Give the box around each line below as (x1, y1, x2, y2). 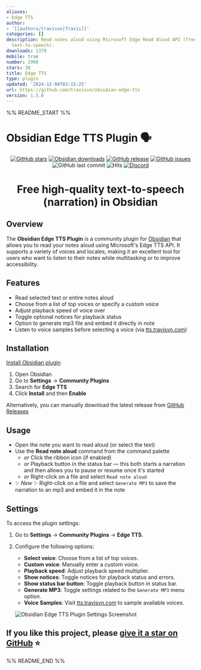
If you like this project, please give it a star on (6, 628, 178, 638)
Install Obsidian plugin (6, 359, 61, 366)
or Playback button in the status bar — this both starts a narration (23, 460, 185, 468)
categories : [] (6, 31, 44, 37)
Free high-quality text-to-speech (17, 183, 184, 196)
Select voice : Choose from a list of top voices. (23, 554, 139, 561)
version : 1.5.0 (6, 92, 44, 98)
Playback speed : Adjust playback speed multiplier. (23, 567, 150, 574)
